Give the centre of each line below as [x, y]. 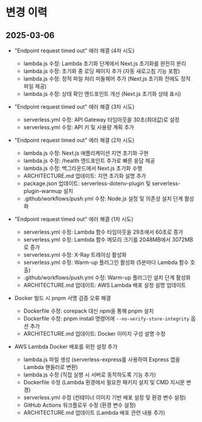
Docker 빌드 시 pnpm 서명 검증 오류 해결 [63, 298]
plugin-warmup [43, 191]
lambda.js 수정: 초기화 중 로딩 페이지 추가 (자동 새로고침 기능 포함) [102, 71]
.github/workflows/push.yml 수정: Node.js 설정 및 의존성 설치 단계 [103, 199]
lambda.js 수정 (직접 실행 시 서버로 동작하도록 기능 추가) [90, 375]
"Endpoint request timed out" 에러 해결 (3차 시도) [74, 107]
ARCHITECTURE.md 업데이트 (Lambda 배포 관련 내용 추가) [94, 413]
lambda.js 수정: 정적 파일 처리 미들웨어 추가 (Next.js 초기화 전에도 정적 [107, 79]
